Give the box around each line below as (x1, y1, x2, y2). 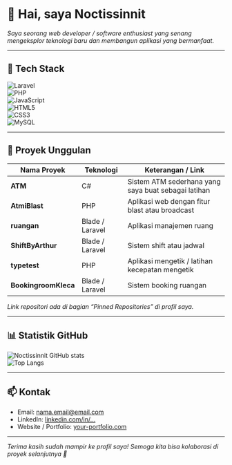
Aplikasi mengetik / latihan (127, 256, 213, 265)
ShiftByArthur (10, 240, 57, 250)
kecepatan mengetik (127, 265, 194, 274)
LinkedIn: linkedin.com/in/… (17, 415, 96, 424)
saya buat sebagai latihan (127, 185, 211, 195)
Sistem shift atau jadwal (127, 240, 205, 250)
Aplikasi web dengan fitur (127, 196, 211, 206)
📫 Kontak (7, 386, 50, 398)
